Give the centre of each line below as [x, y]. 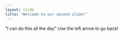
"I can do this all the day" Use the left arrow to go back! [62, 28]
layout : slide [20, 10]
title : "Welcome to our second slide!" [46, 14]
